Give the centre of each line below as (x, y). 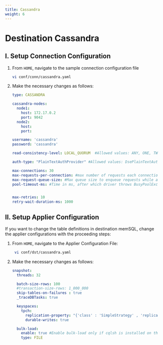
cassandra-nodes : (30, 104)
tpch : (27, 311)
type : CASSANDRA (28, 95)
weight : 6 (15, 14)
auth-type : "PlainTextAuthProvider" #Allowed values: (67, 162)
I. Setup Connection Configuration (58, 56)
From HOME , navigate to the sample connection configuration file (75, 68)
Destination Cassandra (52, 38)
